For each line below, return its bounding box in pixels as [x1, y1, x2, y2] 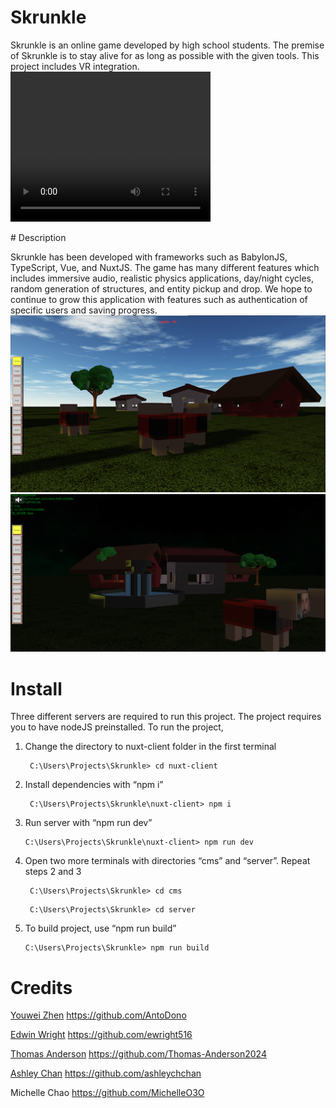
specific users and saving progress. [10, 304, 158, 316]
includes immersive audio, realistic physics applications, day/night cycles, [10, 272, 315, 284]
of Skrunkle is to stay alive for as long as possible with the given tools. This [10, 49, 320, 61]
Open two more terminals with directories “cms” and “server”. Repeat [24, 855, 311, 867]
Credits [10, 976, 73, 999]
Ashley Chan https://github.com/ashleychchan [10, 1067, 202, 1080]
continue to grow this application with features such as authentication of [10, 293, 308, 305]
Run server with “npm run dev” [24, 817, 153, 829]
